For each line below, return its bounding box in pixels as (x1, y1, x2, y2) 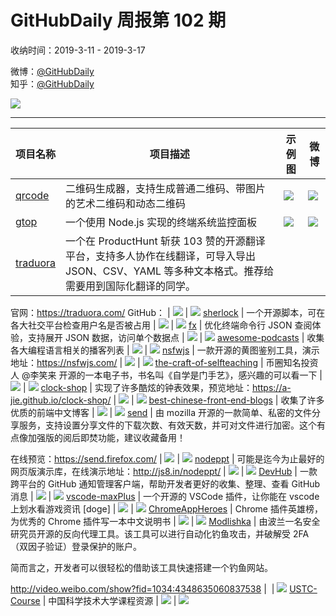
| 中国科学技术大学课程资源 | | (42, 594, 177, 606)
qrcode (15, 188, 50, 202)
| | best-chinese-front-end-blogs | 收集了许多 (113, 394, 325, 406)
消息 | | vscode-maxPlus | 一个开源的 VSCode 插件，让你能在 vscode (10, 490, 320, 502)
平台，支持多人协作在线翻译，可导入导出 (65, 249, 257, 263)
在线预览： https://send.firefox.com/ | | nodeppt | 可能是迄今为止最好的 (10, 452, 325, 465)
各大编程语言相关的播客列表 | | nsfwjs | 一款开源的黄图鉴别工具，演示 (10, 344, 320, 356)
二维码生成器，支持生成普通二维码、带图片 (65, 181, 267, 195)
